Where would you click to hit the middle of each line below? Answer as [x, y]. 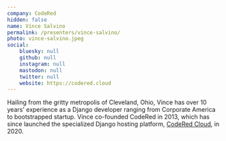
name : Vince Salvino [37, 26]
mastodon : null [41, 70]
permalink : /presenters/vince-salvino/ [64, 32]
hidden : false [27, 20]
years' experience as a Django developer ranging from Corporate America [112, 110]
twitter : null [39, 77]
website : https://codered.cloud [65, 83]
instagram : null [43, 64]
